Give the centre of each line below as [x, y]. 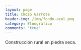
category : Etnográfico [29, 24]
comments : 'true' [23, 28]
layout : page [19, 10]
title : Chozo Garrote [28, 14]
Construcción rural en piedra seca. [41, 42]
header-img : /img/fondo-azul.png [40, 19]
